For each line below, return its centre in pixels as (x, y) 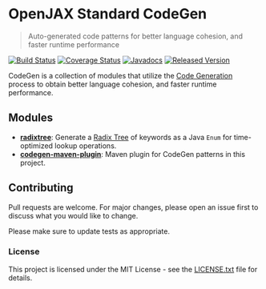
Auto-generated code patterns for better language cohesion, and (135, 36)
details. (20, 278)
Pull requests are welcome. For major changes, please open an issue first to (133, 207)
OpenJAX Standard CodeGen (108, 14)
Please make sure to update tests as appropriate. (89, 231)
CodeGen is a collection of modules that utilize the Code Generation (121, 75)
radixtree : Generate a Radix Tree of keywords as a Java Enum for (126, 137)
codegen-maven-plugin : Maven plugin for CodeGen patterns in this (133, 154)
